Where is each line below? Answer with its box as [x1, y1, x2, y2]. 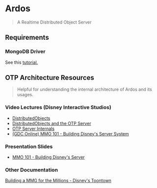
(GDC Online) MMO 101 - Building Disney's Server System [12, 131, 129, 136]
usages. [17, 92, 33, 98]
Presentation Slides [5, 143, 53, 150]
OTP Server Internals [12, 126, 55, 132]
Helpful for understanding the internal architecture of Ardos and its [17, 86, 152, 92]
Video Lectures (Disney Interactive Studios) [5, 104, 111, 111]
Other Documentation [5, 166, 58, 173]
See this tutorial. [5, 59, 38, 65]
